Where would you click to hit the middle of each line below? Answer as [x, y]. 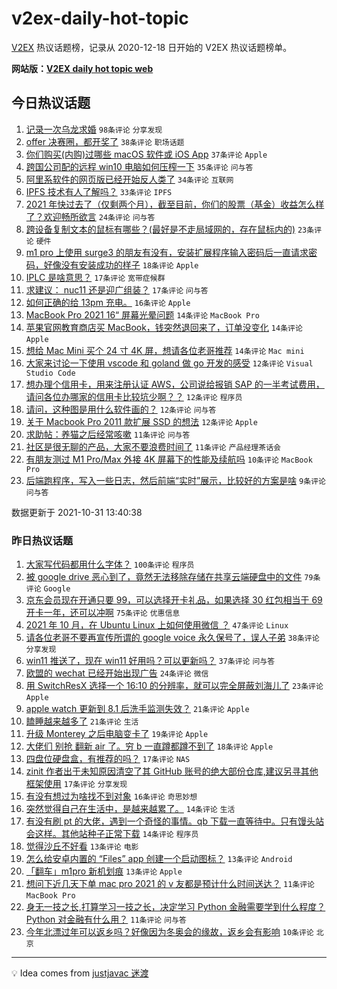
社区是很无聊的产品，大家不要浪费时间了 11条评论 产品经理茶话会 [153, 446]
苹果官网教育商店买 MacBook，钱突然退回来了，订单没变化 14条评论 [164, 327]
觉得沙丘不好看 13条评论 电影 [82, 846]
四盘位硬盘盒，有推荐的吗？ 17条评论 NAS [108, 759]
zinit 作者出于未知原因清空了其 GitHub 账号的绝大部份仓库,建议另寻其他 [172, 771]
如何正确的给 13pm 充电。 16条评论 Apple [108, 302]
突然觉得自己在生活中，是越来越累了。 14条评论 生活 [130, 809]
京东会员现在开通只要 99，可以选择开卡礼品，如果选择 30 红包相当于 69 [174, 600]
